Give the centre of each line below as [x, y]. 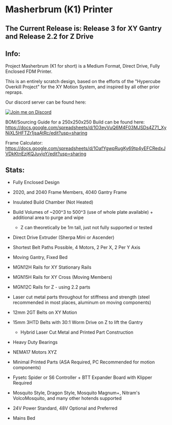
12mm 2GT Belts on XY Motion [45, 312]
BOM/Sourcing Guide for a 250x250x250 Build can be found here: [75, 122]
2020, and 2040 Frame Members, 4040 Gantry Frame [70, 192]
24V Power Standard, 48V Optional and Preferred [65, 408]
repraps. [14, 92]
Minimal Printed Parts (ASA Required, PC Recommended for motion [84, 362]
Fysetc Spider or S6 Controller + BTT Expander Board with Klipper [82, 377]
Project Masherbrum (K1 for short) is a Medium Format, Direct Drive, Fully [83, 66]
